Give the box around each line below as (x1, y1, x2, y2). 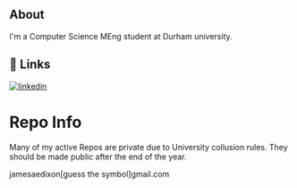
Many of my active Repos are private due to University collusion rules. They (9, 141, 288, 152)
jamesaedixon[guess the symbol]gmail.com (9, 168, 170, 179)
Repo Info (9, 112, 82, 132)
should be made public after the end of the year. (9, 151, 187, 162)
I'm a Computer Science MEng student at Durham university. (9, 30, 233, 41)
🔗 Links (9, 57, 51, 73)
